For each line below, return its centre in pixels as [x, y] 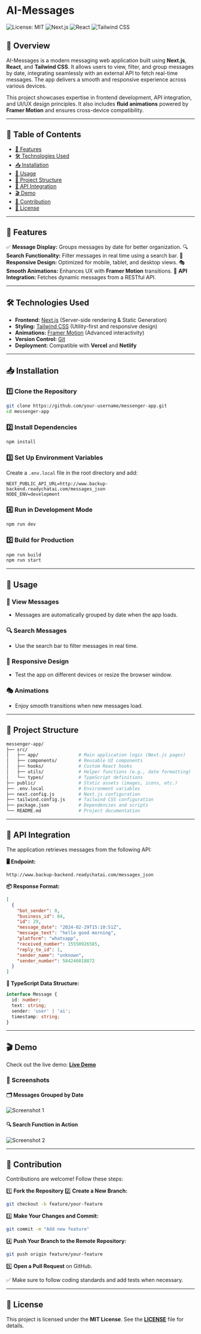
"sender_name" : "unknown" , [51, 955]
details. [15, 1326]
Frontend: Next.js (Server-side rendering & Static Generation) [91, 320]
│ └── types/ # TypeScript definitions [75, 777]
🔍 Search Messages [36, 630]
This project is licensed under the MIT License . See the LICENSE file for [95, 1319]
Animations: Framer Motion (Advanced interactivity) [80, 333]
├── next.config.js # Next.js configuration [73, 794]
